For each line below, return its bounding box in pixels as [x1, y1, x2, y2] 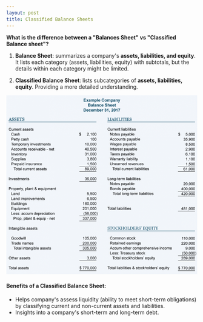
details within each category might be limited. [15, 64, 129, 72]
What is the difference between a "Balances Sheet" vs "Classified [6, 33, 177, 41]
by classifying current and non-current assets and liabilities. [15, 302, 165, 309]
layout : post [6, 10, 39, 16]
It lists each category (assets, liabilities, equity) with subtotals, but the [15, 58, 190, 66]
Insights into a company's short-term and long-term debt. [15, 309, 159, 316]
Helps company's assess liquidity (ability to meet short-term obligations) [15, 295, 197, 303]
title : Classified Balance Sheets [6, 16, 94, 22]
